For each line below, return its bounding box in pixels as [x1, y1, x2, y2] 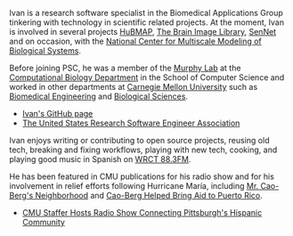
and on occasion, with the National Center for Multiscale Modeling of [9, 36, 263, 46]
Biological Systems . [9, 45, 82, 56]
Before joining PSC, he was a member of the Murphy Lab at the [9, 62, 241, 73]
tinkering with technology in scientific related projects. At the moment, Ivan [9, 17, 285, 28]
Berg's [9, 191, 34, 200]
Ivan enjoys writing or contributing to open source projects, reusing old [9, 135, 270, 145]
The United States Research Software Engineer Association [21, 118, 240, 128]
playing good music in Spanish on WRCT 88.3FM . [9, 154, 191, 164]
